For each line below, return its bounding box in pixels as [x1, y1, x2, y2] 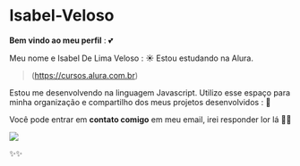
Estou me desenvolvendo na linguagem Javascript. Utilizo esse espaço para [9, 87, 291, 98]
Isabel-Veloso [9, 5, 115, 26]
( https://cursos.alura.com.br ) [30, 70, 139, 80]
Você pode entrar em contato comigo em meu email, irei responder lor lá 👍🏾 [9, 113, 292, 125]
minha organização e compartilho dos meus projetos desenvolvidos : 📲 [9, 96, 271, 107]
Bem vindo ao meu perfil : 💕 [9, 35, 114, 46]
